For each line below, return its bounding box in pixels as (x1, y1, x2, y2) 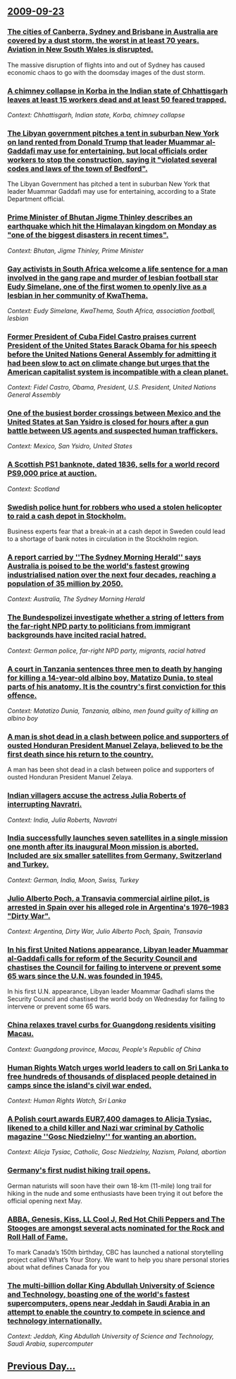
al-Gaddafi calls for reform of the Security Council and (7, 954, 197, 964)
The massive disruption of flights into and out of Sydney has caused (7, 60, 206, 69)
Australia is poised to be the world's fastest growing (7, 561, 190, 571)
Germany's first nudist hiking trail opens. (7, 1165, 151, 1175)
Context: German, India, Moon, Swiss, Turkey (7, 875, 139, 884)
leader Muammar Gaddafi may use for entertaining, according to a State (7, 187, 216, 196)
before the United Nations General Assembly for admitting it (7, 349, 217, 359)
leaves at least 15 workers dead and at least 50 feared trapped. (7, 95, 227, 105)
